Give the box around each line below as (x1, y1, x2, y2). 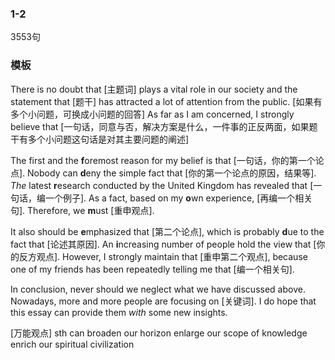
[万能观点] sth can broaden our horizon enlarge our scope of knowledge (10, 327, 308, 339)
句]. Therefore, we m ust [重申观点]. (10, 204, 155, 216)
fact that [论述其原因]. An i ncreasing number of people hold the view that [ (10, 238, 317, 250)
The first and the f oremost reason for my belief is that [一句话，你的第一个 (10, 154, 316, 166)
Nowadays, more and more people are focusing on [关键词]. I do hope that (10, 295, 317, 307)
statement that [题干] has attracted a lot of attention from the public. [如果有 (10, 95, 323, 107)
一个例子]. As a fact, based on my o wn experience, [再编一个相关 (44, 192, 313, 204)
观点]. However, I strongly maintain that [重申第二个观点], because (36, 250, 308, 262)
